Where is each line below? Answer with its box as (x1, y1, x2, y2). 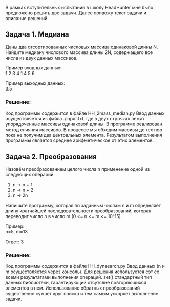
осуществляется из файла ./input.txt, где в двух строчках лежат (5, 116, 145, 122)
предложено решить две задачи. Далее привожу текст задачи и (5, 10, 147, 16)
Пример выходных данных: (5, 80, 66, 86)
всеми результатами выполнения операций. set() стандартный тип (5, 274, 152, 280)
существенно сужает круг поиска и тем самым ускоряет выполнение (5, 291, 159, 297)
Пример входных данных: (5, 64, 62, 71)
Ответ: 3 (5, 239, 24, 245)
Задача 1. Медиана (5, 30, 69, 39)
